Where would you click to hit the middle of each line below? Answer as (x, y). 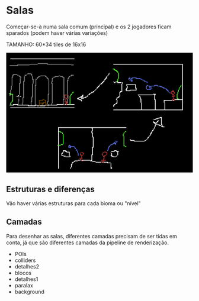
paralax (24, 285)
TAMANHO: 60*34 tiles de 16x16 (46, 44)
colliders (25, 260)
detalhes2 (27, 266)
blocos (23, 273)
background (29, 292)
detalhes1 (26, 279)
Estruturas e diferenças (50, 189)
